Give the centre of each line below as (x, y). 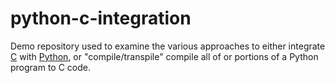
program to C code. (51, 67)
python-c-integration (101, 18)
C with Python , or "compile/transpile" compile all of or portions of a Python (164, 56)
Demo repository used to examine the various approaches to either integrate (168, 46)
